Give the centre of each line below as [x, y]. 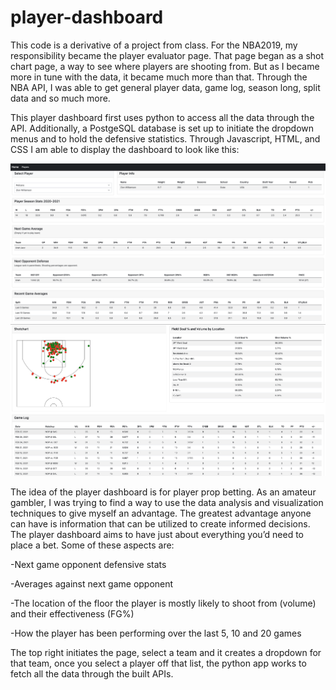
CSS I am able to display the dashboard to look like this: [125, 149]
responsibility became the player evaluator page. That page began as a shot [167, 55]
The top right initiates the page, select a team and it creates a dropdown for [166, 652]
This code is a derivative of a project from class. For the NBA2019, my [154, 45]
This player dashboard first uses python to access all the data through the [162, 117]
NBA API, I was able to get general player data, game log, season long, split [165, 87]
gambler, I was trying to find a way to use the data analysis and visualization [167, 502]
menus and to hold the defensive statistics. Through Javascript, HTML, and [165, 138]
